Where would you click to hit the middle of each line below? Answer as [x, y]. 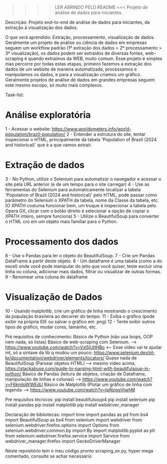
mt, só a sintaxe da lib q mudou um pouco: [49, 352]
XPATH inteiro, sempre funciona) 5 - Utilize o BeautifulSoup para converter [82, 216]
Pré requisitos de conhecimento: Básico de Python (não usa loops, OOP [79, 336]
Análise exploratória [48, 115]
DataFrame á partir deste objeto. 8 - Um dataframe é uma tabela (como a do [84, 261]
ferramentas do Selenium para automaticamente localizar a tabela [73, 189]
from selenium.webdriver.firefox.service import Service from [67, 435]
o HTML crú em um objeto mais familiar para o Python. [61, 221]
